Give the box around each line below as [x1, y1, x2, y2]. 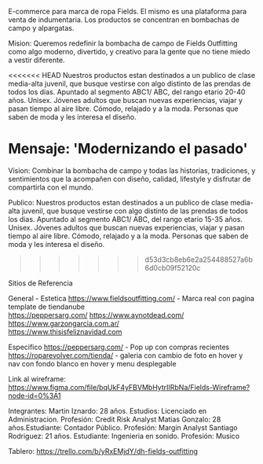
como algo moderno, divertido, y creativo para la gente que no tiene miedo [8, 47, 250, 56]
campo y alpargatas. [8, 24, 75, 32]
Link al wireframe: [8, 374, 67, 384]
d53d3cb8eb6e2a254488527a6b [144, 255, 254, 264]
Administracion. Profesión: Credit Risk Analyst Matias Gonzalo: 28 [8, 414, 221, 424]
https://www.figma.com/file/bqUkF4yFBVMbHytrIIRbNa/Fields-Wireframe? [8, 382, 250, 392]
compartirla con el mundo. [8, 182, 94, 192]
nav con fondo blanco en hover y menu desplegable [8, 359, 177, 368]
